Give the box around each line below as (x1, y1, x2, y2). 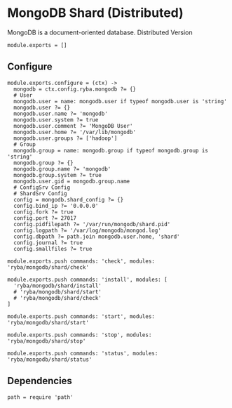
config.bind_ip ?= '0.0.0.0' (13, 202, 99, 209)
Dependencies (7, 375, 72, 387)
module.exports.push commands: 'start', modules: (7, 312, 156, 320)
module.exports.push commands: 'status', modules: (7, 350, 158, 357)
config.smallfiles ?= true (13, 245, 93, 252)
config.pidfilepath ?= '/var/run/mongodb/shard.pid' (13, 221, 171, 228)
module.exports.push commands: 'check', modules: (7, 258, 156, 265)
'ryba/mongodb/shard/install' (13, 282, 102, 289)
